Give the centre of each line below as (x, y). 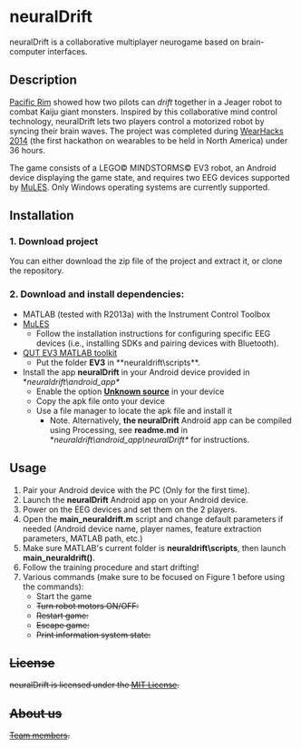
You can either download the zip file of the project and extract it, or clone (146, 261)
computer (28, 51)
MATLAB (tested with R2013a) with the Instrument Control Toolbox (146, 314)
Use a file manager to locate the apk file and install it (134, 410)
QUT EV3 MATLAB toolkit (70, 352)
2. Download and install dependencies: (97, 294)
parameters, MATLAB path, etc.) (83, 538)
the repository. (37, 271)
